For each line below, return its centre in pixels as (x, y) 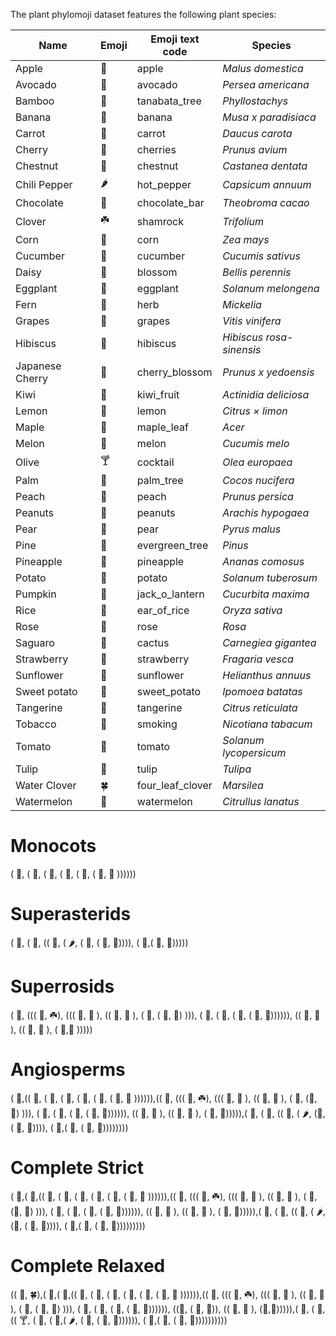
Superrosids (62, 986)
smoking (157, 724)
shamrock (160, 221)
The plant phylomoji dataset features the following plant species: (143, 14)
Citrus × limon (255, 411)
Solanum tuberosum (270, 577)
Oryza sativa (252, 610)
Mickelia (242, 304)
